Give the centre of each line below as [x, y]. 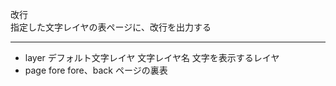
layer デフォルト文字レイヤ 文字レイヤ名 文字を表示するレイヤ [152, 57]
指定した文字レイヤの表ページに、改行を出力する [111, 27]
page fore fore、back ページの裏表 [96, 70]
